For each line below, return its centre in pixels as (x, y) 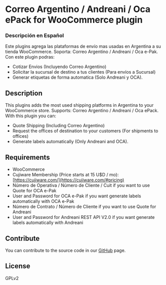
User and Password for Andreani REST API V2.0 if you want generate (83, 217)
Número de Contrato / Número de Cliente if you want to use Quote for (84, 207)
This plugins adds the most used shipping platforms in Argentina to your (79, 105)
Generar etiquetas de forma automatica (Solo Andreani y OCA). (77, 77)
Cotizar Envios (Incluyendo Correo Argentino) (59, 67)
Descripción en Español (34, 36)
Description (24, 93)
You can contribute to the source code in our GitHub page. (65, 250)
